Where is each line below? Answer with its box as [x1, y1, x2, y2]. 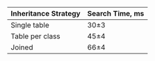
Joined [10, 42, 33, 52]
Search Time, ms [87, 9, 145, 18]
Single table [10, 21, 50, 29]
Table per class [10, 32, 60, 40]
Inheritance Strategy [10, 9, 81, 18]
